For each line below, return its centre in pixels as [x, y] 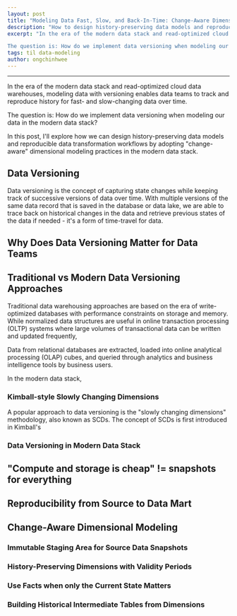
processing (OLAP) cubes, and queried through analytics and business [110, 357]
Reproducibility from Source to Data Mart [99, 503]
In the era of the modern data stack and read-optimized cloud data [104, 86]
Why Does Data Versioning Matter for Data [103, 243]
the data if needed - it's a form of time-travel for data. [85, 221]
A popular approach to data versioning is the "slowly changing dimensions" [117, 412]
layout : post [26, 14]
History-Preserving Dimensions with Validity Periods [100, 566]
